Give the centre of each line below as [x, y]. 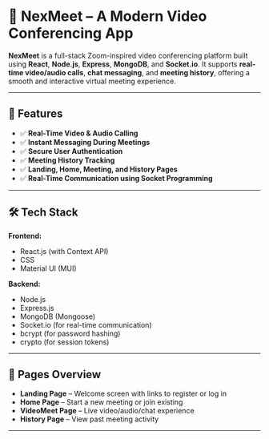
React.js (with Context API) [64, 251]
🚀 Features [36, 114]
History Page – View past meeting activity [89, 419]
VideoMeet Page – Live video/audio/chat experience [107, 411]
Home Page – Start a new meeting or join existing [101, 402]
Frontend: [25, 236]
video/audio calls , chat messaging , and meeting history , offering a [138, 72]
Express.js [37, 308]
